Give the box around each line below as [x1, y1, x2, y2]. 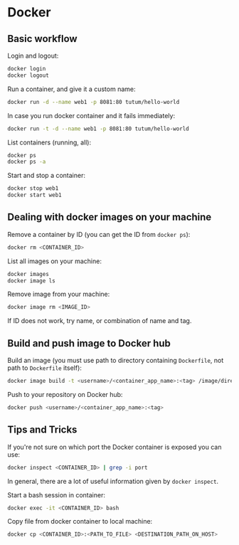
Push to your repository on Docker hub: [7, 391, 123, 398]
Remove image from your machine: [7, 290, 110, 299]
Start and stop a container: [7, 171, 85, 180]
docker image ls [7, 277, 55, 285]
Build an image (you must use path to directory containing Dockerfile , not [7, 356, 224, 365]
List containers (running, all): [7, 138, 92, 147]
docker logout [7, 72, 50, 79]
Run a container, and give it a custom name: [7, 85, 136, 93]
